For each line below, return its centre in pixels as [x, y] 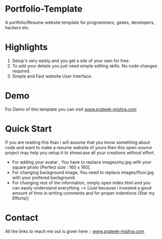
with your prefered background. [44, 177]
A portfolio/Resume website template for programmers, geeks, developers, [80, 22]
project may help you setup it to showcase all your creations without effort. [80, 153]
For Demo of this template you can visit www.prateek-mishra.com [71, 109]
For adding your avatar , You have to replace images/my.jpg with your [82, 162]
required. [21, 71]
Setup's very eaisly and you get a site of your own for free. [71, 60]
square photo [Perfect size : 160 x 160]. [51, 167]
